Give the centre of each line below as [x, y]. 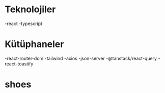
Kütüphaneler [34, 44]
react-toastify [19, 64]
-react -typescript [24, 24]
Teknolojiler [30, 9]
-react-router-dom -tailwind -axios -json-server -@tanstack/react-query [81, 58]
